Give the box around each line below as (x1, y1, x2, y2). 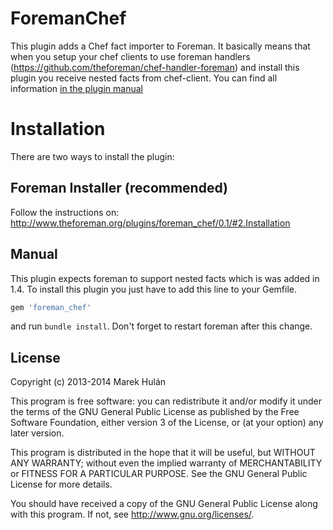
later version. (10, 427, 65, 439)
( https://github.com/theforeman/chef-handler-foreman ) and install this (10, 61, 300, 73)
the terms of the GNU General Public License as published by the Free (10, 406, 300, 418)
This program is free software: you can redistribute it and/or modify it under (10, 395, 322, 407)
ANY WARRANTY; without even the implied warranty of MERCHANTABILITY (10, 457, 323, 469)
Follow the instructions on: (10, 206, 120, 218)
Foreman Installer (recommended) (10, 180, 228, 197)
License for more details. (10, 478, 113, 491)
